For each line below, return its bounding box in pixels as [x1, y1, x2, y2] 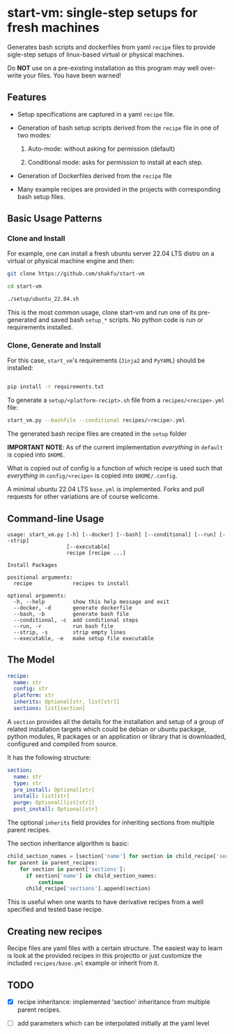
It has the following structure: [7, 753, 92, 762]
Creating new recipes [7, 925, 102, 937]
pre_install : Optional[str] [13, 786, 95, 793]
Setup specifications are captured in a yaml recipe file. [17, 110, 175, 118]
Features [7, 91, 47, 103]
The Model [7, 654, 55, 666]
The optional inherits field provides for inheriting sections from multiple [7, 818, 214, 827]
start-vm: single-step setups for [7, 5, 198, 21]
